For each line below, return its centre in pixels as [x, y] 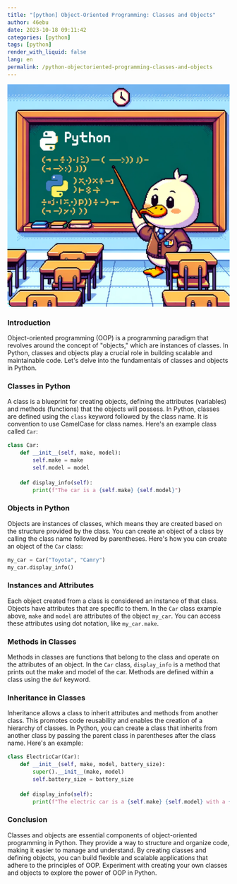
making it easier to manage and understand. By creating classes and [107, 850]
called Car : [23, 431]
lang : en [20, 60]
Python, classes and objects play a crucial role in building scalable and [110, 353]
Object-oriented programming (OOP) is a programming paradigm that [108, 338]
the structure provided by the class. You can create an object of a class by [115, 531]
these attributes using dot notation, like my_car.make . [83, 623]
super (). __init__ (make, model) [79, 772]
